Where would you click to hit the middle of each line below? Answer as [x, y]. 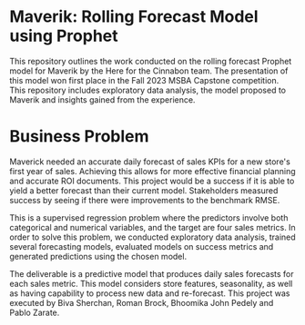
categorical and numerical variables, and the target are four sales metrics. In [152, 227]
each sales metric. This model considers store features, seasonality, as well [151, 283]
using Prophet [64, 36]
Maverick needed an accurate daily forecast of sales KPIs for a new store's [150, 162]
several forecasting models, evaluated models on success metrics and [142, 246]
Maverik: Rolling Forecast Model [134, 17]
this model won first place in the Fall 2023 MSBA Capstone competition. [144, 80]
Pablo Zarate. [35, 312]
